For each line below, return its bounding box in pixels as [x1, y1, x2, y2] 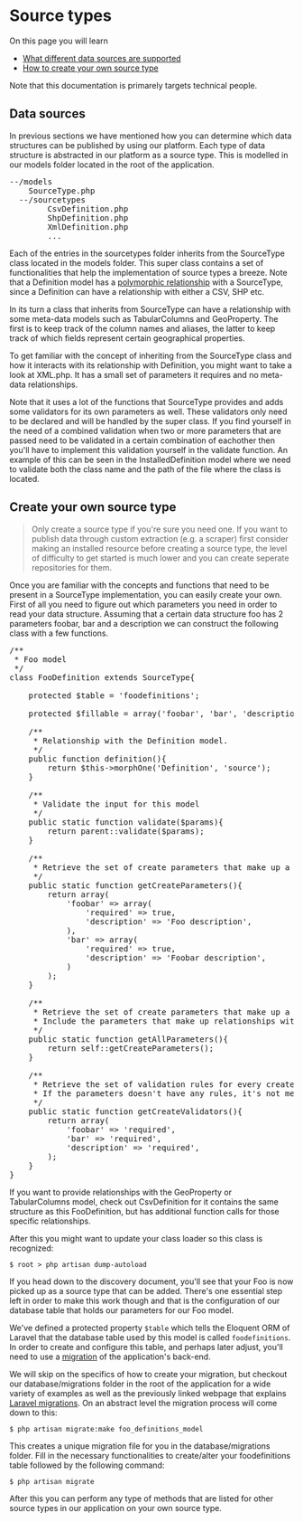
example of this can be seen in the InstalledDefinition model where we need [9, 454, 291, 465]
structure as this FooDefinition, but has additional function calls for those [9, 1205, 280, 1216]
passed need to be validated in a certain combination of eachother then [9, 435, 275, 446]
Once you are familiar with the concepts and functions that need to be [9, 580, 270, 591]
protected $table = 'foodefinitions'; [28, 690, 200, 701]
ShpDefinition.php [47, 213, 129, 222]
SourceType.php [28, 185, 96, 195]
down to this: [9, 1407, 58, 1418]
